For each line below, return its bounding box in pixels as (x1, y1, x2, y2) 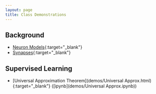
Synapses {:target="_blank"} (12, 50, 71, 56)
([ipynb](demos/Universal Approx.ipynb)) (51, 83, 137, 89)
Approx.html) (124, 78, 152, 84)
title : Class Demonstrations (5, 12, 66, 17)
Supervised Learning (5, 64, 72, 73)
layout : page (5, 7, 33, 13)
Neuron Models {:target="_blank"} (12, 44, 83, 51)
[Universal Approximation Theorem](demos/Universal (12, 78, 124, 84)
